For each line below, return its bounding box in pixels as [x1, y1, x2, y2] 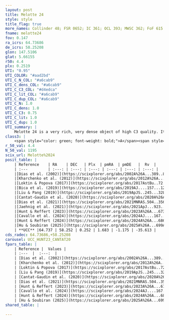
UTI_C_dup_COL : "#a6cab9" [5, 96, 59, 101]
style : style [5, 17, 33, 22]
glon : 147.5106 [5, 49, 37, 54]
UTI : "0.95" [5, 69, 30, 74]
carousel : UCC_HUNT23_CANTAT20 [5, 237, 71, 242]
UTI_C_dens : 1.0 [5, 106, 39, 111]
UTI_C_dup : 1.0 [5, 119, 37, 125]
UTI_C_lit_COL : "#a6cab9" [5, 92, 59, 97]
